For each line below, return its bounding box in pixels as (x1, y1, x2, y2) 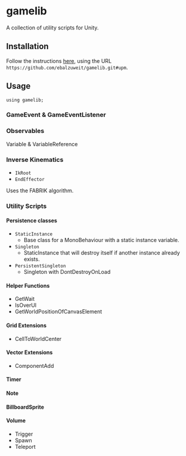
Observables (6, 127, 45, 135)
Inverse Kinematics (6, 155, 64, 164)
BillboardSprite (6, 403, 45, 410)
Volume (6, 417, 26, 424)
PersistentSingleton (14, 263, 66, 269)
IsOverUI (14, 301, 37, 309)
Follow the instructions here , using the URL (6, 57, 112, 64)
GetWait (14, 295, 35, 303)
